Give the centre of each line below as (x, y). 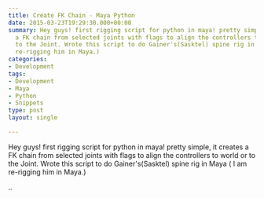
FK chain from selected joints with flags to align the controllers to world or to (132, 155)
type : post (26, 111)
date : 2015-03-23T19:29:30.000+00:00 (70, 23)
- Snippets (26, 103)
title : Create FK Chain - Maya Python (71, 15)
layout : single (33, 118)
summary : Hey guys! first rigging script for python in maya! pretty (125, 30)
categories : (27, 60)
